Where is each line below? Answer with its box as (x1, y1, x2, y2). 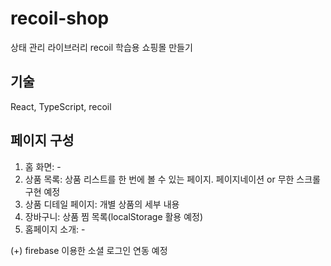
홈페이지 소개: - (24, 223, 86, 235)
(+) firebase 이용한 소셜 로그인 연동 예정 (10, 244, 168, 256)
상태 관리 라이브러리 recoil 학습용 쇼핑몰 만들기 (10, 41, 193, 53)
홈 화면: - (24, 160, 62, 172)
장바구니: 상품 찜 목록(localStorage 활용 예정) (24, 210, 204, 222)
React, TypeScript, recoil (10, 100, 112, 112)
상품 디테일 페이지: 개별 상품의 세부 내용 (24, 198, 180, 210)
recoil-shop (10, 7, 110, 30)
